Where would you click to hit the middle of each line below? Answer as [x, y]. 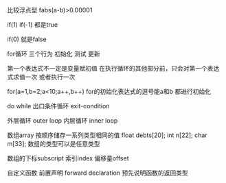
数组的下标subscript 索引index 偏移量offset [68, 158]
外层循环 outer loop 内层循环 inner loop [63, 121]
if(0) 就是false [27, 39]
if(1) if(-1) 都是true [33, 25]
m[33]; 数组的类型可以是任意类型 [54, 144]
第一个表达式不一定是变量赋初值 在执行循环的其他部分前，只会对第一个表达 [113, 68]
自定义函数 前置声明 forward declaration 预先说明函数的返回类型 [98, 173]
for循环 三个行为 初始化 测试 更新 [54, 54]
